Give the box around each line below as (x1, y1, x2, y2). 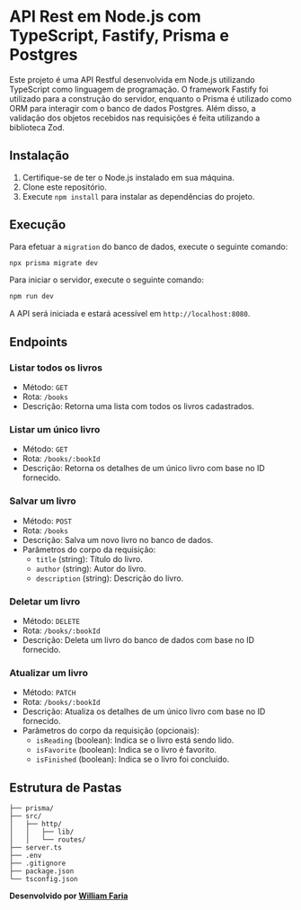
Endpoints (9, 335, 68, 350)
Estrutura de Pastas (9, 780, 122, 795)
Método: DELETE (22, 615, 81, 626)
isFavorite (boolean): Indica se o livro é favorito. (35, 745, 217, 755)
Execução (9, 218, 66, 233)
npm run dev (9, 292, 54, 301)
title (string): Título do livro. (35, 553, 144, 564)
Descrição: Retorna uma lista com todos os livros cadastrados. (22, 401, 254, 411)
